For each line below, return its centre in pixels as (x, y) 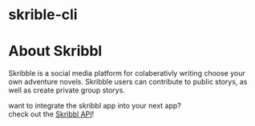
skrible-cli (43, 15)
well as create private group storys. (67, 90)
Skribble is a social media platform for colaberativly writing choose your (127, 73)
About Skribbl (55, 51)
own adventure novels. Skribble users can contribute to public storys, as (128, 82)
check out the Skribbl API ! (51, 114)
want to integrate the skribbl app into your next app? (95, 106)
